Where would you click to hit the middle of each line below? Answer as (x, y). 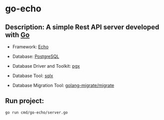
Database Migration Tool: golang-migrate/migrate (63, 85)
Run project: (25, 101)
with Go (17, 35)
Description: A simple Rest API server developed (82, 27)
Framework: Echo (30, 47)
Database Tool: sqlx (33, 76)
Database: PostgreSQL (36, 56)
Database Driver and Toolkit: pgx (46, 66)
